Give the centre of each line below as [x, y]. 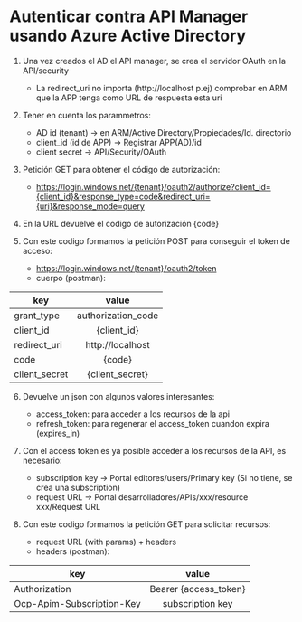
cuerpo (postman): [71, 278]
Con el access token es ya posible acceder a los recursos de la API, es [154, 450]
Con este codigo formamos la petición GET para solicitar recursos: [146, 524]
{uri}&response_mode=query [90, 206]
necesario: [42, 460]
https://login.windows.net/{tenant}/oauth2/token [126, 268]
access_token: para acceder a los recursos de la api [133, 414]
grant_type [37, 316]
